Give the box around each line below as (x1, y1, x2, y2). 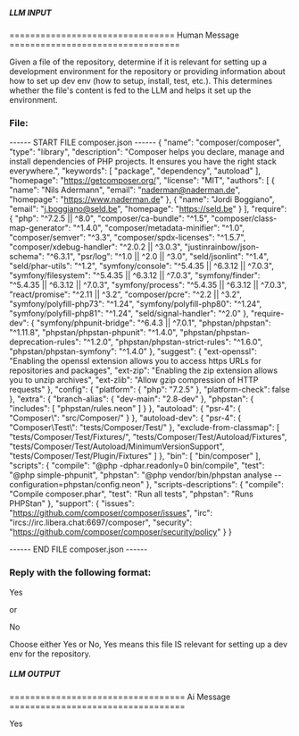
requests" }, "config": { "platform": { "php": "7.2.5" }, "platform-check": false (9, 385, 290, 395)
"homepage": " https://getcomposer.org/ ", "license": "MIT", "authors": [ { (9, 175, 275, 186)
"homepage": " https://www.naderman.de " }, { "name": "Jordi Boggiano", (9, 194, 275, 205)
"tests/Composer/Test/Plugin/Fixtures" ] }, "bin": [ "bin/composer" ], (9, 451, 262, 461)
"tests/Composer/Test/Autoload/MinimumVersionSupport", (9, 441, 225, 452)
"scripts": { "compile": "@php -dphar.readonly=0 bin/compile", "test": (9, 461, 265, 471)
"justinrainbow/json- (184, 241, 260, 252)
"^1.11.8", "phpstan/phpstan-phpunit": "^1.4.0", (9, 327, 179, 338)
